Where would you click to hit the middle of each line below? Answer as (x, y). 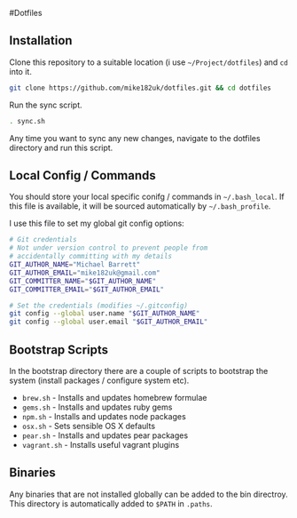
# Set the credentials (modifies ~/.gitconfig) (99, 306)
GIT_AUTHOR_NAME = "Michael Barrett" (75, 265)
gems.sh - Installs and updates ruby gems (97, 407)
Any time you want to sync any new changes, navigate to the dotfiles (135, 138)
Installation (41, 40)
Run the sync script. (46, 105)
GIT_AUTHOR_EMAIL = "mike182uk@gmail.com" (85, 273)
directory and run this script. (61, 147)
